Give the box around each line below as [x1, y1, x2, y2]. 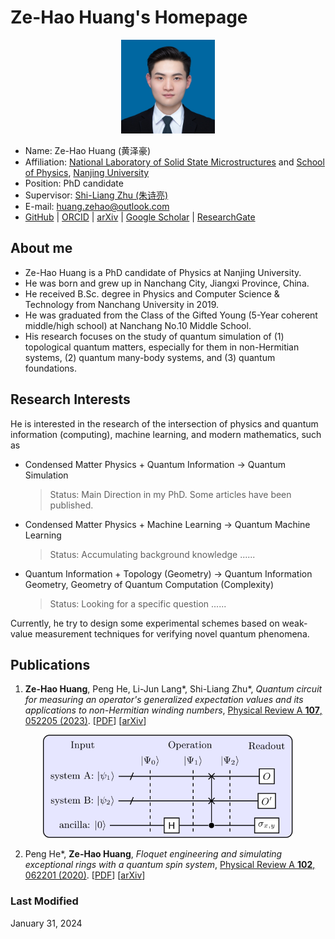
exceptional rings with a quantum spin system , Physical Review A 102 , [24, 859, 316, 871]
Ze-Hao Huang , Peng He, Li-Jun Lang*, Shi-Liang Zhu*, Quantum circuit [24, 683, 323, 695]
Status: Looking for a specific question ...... [49, 597, 227, 610]
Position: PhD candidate [24, 177, 124, 189]
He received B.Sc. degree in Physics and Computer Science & [24, 287, 280, 300]
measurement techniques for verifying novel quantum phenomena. [34, 627, 310, 640]
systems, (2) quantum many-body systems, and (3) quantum [24, 351, 276, 363]
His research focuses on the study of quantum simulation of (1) [24, 330, 285, 342]
